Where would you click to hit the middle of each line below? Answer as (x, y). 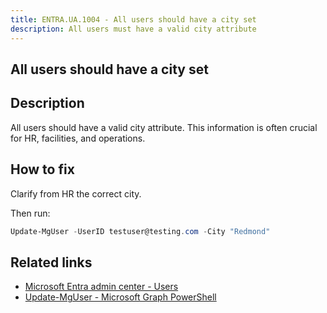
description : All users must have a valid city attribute (133, 29)
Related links (51, 262)
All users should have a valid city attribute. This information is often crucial (164, 127)
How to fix (42, 169)
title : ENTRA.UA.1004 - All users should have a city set (133, 19)
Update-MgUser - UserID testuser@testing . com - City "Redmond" (140, 231)
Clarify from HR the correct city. (76, 193)
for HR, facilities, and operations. (78, 138)
